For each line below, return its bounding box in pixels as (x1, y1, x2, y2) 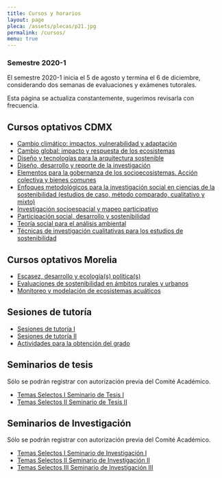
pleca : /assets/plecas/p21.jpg (7, 23, 97, 29)
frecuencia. (7, 101, 40, 110)
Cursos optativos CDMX (7, 121, 113, 133)
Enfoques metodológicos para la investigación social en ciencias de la (16, 183, 215, 192)
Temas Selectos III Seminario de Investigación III (16, 464, 153, 472)
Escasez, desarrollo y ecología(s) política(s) (16, 272, 141, 281)
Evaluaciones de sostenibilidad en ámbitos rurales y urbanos (16, 279, 189, 288)
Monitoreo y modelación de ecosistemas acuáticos (16, 287, 161, 295)
